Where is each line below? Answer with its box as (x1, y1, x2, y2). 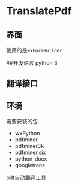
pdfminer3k (14, 143, 44, 150)
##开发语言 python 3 (6, 59, 58, 67)
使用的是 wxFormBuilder (6, 47, 63, 53)
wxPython (14, 130, 40, 137)
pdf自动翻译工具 (6, 174, 47, 181)
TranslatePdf (6, 4, 72, 18)
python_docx (14, 155, 47, 162)
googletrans (14, 162, 45, 169)
